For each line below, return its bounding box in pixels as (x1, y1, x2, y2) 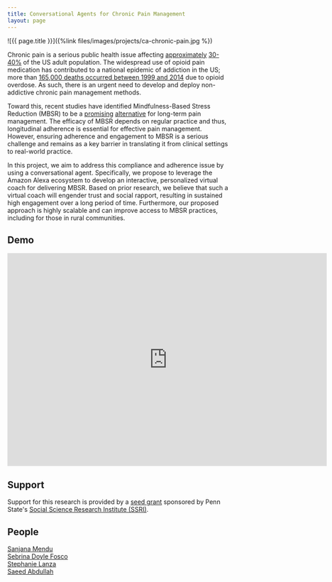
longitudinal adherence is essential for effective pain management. (7, 124, 202, 133)
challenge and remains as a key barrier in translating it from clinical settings (7, 139, 228, 148)
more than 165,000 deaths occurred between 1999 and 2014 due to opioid (7, 72, 225, 82)
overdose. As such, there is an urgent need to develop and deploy (7, 80, 200, 89)
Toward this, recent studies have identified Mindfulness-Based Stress (7, 101, 211, 110)
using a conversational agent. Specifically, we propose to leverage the (7, 168, 213, 177)
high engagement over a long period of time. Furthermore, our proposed (7, 198, 218, 207)
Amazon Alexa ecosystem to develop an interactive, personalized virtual (7, 175, 218, 185)
